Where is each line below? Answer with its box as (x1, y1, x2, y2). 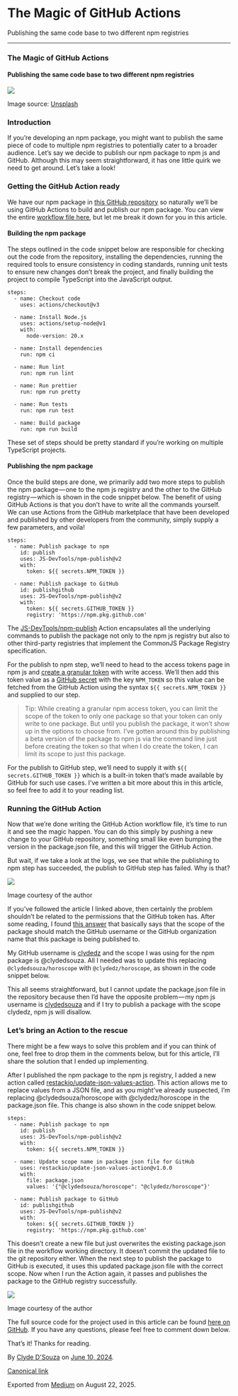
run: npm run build (20, 425, 78, 433)
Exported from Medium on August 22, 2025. (7, 1380, 136, 1389)
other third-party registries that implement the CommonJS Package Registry (7, 639, 230, 648)
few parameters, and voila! (7, 523, 85, 532)
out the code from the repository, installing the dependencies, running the (7, 252, 223, 261)
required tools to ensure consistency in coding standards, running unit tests (7, 259, 228, 268)
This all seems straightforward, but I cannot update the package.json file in (7, 985, 226, 994)
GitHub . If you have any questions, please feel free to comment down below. (7, 1325, 230, 1333)
